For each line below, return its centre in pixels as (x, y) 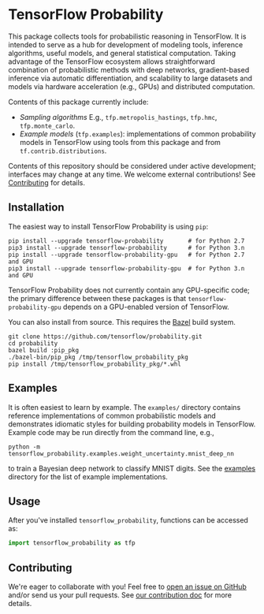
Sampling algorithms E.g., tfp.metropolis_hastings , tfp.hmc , (118, 117)
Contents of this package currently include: (78, 102)
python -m (24, 447)
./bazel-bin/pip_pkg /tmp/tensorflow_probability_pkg (99, 357)
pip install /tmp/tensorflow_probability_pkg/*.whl (95, 364)
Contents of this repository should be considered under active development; (132, 166)
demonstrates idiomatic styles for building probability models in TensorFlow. (132, 424)
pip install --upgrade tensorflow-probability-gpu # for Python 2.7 (126, 255)
